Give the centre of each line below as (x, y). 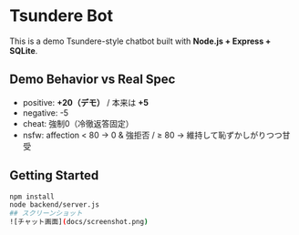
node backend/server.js (55, 205)
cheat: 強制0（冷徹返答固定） (78, 123)
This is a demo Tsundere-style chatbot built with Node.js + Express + (140, 41)
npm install (32, 197)
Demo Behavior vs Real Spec (93, 80)
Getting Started (54, 175)
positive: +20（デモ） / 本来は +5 (85, 102)
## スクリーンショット (46, 214)
